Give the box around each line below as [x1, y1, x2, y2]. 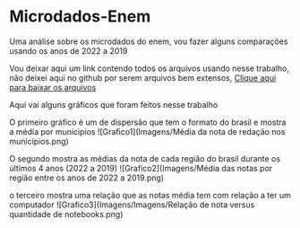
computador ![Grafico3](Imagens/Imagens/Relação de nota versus [9, 199, 255, 210]
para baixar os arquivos [9, 82, 97, 92]
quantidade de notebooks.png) [9, 208, 124, 219]
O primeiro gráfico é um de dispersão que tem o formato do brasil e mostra [9, 117, 287, 127]
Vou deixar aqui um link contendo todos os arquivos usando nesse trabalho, [9, 63, 289, 74]
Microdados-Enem [9, 6, 151, 27]
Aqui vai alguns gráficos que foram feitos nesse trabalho [9, 99, 219, 110]
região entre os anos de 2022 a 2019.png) [9, 172, 164, 183]
